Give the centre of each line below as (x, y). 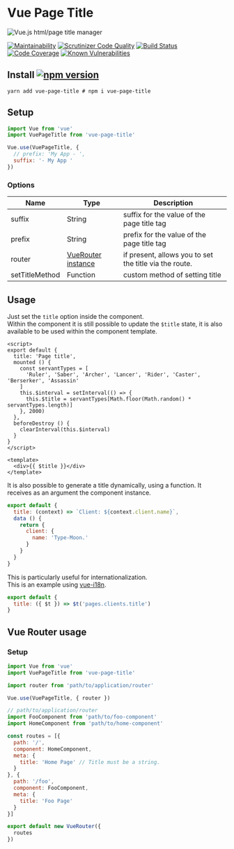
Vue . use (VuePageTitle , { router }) (59, 698)
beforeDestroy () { (42, 423)
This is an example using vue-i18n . (57, 585)
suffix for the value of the (164, 215)
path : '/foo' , (34, 782)
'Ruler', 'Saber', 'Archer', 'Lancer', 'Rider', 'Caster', (113, 375)
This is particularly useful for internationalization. (77, 577)
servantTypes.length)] (40, 405)
